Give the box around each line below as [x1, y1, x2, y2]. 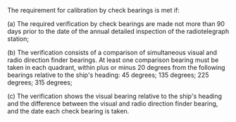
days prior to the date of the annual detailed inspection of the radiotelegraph [7, 28, 230, 35]
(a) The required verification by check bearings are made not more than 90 [7, 20, 225, 28]
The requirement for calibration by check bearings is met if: [7, 6, 180, 14]
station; [7, 35, 30, 43]
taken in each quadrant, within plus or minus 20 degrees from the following [7, 63, 225, 71]
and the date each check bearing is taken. [7, 107, 130, 115]
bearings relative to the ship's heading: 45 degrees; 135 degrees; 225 [7, 71, 209, 79]
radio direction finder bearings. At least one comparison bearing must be [7, 56, 219, 64]
